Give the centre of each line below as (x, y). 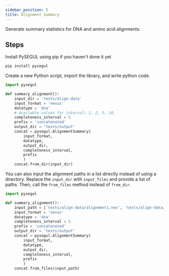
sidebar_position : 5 (27, 10)
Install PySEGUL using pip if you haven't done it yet (58, 57)
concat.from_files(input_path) (47, 268)
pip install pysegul (27, 66)
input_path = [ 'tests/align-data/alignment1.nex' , (68, 208)
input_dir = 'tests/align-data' (48, 99)
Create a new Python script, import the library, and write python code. (78, 76)
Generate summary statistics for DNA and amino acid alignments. (73, 29)
